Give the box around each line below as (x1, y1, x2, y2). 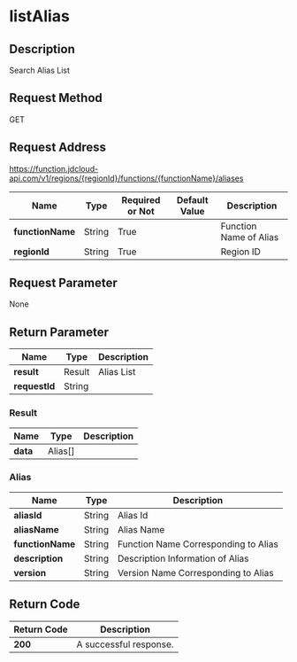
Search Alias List (9, 65, 71, 75)
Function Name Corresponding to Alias (118, 538, 278, 550)
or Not (127, 205, 155, 217)
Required (121, 193, 161, 206)
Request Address (9, 140, 107, 155)
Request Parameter (9, 276, 118, 291)
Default (176, 193, 209, 206)
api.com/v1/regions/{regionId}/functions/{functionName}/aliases (9, 173, 244, 183)
